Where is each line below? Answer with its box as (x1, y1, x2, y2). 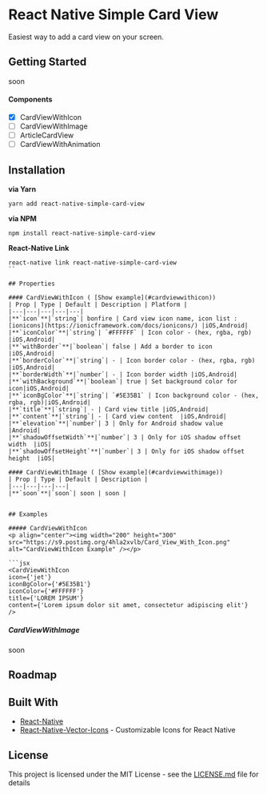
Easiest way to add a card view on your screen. (8, 32, 164, 42)
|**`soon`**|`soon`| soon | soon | (8, 490, 127, 498)
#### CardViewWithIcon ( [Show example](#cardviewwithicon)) (8, 294, 217, 302)
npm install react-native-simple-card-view (8, 229, 156, 237)
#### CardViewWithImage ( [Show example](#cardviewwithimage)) (8, 469, 224, 477)
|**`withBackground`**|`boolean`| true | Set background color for (8, 378, 238, 386)
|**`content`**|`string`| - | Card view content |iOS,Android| (8, 413, 227, 421)
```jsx (8, 559, 30, 568)
